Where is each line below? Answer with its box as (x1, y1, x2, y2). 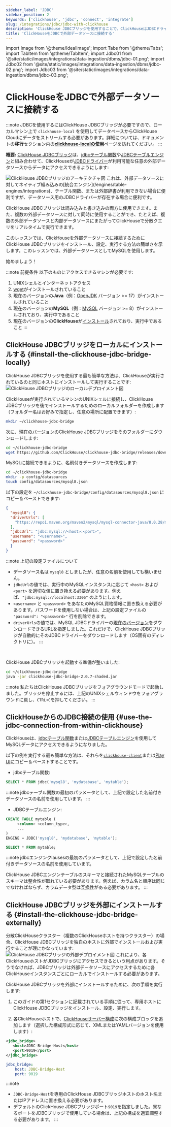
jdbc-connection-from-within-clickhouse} (6, 721, 144, 729)
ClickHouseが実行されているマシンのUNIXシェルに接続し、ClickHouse (6, 396, 153, 402)
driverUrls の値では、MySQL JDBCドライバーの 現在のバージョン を (13, 619, 154, 625)
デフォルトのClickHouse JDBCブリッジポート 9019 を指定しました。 (13, 1104, 153, 1110)
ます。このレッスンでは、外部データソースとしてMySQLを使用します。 (10, 247, 158, 253)
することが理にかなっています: (10, 945, 74, 951)
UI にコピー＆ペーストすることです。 (6, 759, 81, 765)
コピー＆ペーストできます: (6, 496, 60, 501)
